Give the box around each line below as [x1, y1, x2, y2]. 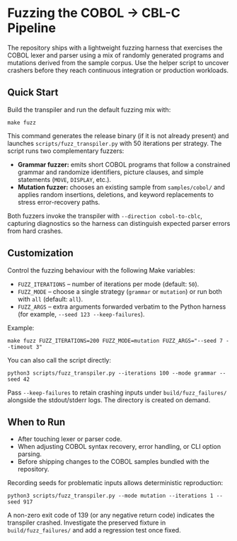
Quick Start [7, 86, 59, 98]
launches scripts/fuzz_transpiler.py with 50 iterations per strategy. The [7, 139, 222, 147]
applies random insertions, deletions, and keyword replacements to [17, 190, 214, 199]
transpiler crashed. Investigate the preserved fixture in [7, 518, 166, 527]
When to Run [7, 416, 66, 428]
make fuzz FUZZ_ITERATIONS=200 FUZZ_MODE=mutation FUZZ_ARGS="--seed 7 [7, 337, 223, 344]
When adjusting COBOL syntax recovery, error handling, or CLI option [17, 443, 221, 451]
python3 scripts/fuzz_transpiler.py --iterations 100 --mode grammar [7, 370, 217, 377]
